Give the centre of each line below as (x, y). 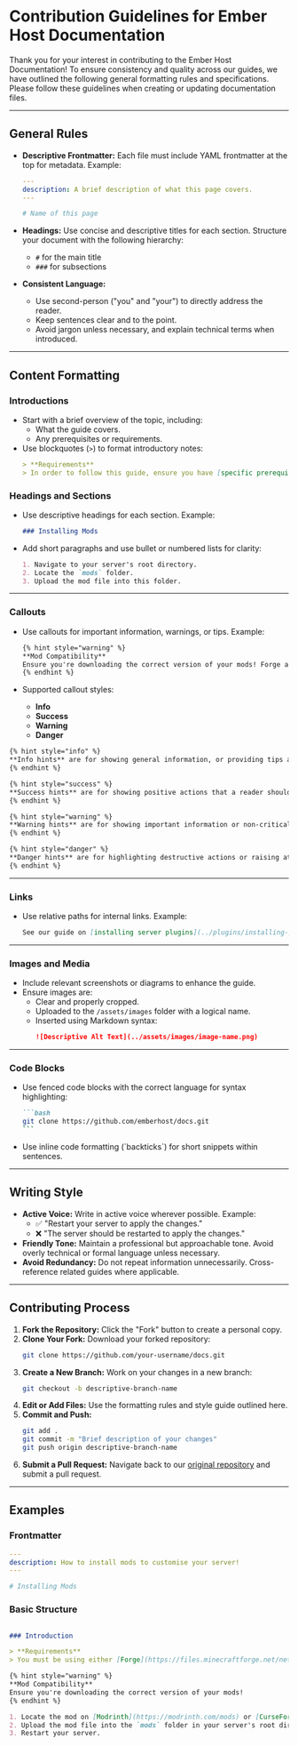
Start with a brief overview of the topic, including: (112, 420)
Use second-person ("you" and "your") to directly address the (149, 301)
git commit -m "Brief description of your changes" (119, 1439)
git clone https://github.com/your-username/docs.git (123, 1355)
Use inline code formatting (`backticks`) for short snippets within (140, 1147)
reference (40, 1271)
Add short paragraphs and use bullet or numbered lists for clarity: (141, 548)
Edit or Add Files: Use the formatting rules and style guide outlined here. (155, 1406)
